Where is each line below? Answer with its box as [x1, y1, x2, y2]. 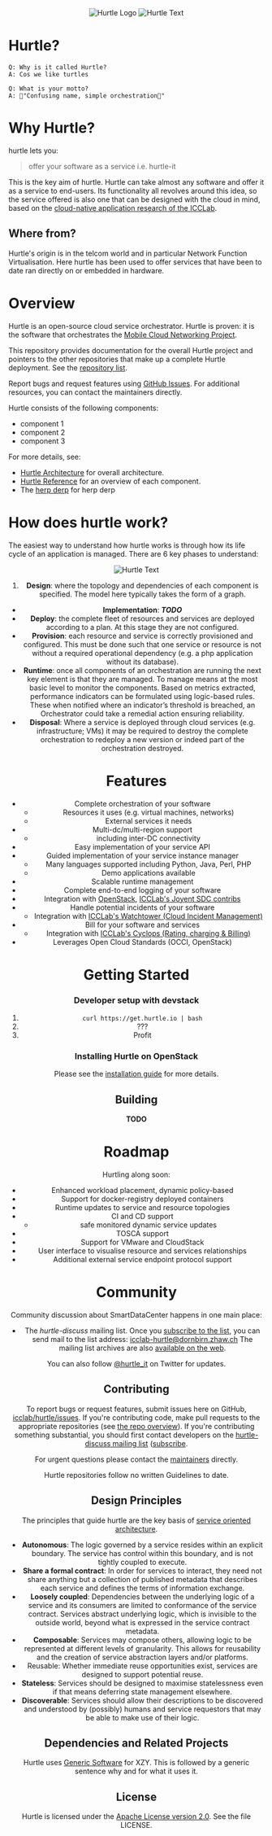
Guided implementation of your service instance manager [45, 850, 240, 860]
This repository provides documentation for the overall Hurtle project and [8, 345, 253, 355]
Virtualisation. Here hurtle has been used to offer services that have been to [8, 256, 262, 267]
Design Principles [90, 1493, 183, 1508]
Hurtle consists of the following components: [8, 403, 159, 413]
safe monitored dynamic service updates [80, 1220, 218, 1230]
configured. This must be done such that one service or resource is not [23, 639, 262, 649]
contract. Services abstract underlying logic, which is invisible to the [28, 1609, 257, 1619]
